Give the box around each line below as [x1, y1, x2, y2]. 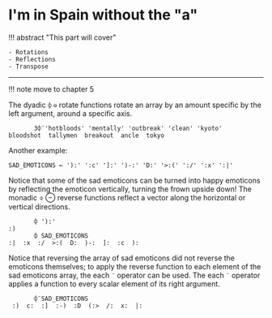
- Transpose [8, 62, 49, 71]
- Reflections [8, 55, 57, 63]
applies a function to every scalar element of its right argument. [8, 278, 220, 289]
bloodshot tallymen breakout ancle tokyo [8, 131, 164, 140]
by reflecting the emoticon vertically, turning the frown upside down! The [8, 184, 253, 194]
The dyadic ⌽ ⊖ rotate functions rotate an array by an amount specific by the [8, 100, 261, 110]
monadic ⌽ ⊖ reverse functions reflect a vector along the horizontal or [8, 192, 246, 202]
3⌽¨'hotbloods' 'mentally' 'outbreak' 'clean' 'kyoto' [33, 124, 223, 132]
